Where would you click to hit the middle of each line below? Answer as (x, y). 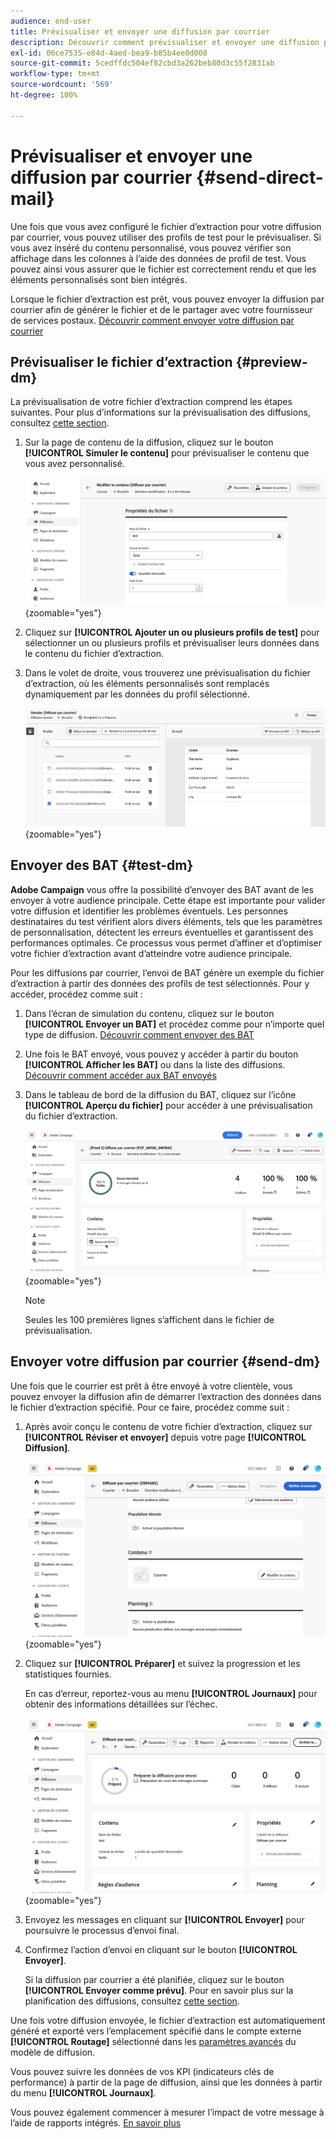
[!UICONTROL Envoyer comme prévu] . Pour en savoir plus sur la (159, 1990)
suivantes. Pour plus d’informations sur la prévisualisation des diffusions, (160, 412)
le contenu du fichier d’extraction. (94, 653)
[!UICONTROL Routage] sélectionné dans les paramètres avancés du (153, 2041)
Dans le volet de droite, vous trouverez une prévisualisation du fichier (167, 672)
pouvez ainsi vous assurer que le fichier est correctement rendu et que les (163, 269)
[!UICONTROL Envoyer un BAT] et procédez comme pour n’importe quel (174, 1024)
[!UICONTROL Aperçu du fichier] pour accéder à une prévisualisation (168, 1105)
